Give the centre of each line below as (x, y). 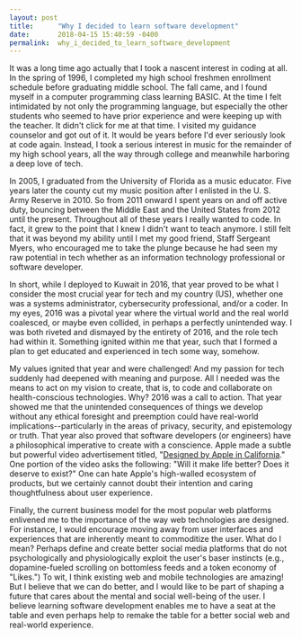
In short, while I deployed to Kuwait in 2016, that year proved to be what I (144, 285)
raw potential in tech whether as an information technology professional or (147, 258)
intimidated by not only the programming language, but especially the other (149, 106)
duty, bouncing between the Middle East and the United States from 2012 (145, 210)
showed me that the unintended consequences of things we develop (136, 407)
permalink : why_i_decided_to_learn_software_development (120, 43)
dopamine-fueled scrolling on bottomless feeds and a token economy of (143, 568)
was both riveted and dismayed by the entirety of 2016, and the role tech (144, 333)
